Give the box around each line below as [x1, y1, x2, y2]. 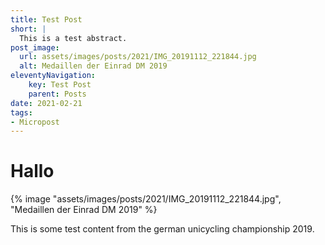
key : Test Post [28, 80, 92, 90]
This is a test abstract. [19, 33, 128, 43]
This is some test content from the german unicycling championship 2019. [10, 223, 315, 235]
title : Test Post [10, 14, 83, 25]
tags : [10, 107, 33, 118]
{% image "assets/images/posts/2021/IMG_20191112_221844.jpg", [10, 193, 282, 205]
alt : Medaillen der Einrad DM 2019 [19, 61, 168, 71]
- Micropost [10, 117, 60, 127]
